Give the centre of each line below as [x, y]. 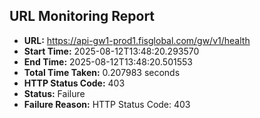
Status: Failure [54, 93]
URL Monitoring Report [82, 16]
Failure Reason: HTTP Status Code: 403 [107, 104]
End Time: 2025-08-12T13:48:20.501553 [108, 61]
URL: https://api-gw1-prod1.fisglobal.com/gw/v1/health [137, 40]
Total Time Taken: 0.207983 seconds [102, 72]
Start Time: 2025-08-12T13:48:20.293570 [111, 51]
